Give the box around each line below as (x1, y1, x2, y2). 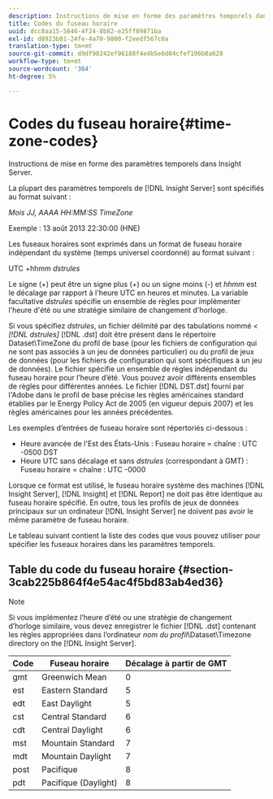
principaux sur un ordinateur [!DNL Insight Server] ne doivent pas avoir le (8, 506, 253, 516)
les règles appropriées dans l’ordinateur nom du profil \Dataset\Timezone (8, 630, 252, 640)
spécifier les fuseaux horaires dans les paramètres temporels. (8, 539, 215, 549)
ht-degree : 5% (8, 72, 57, 80)
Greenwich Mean (41, 671, 107, 683)
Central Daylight (41, 724, 103, 736)
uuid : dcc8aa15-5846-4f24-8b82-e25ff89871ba (8, 27, 162, 35)
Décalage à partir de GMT (125, 658, 227, 669)
